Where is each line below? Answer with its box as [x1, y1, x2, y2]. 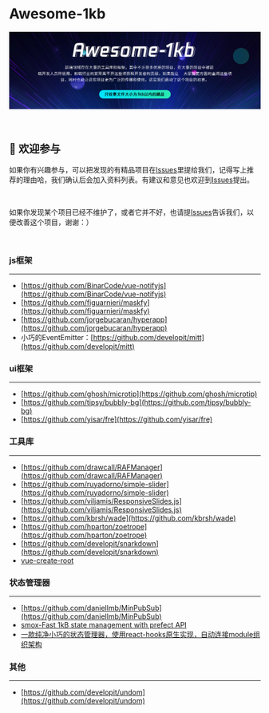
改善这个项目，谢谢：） [15, 217, 93, 227]
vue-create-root [20, 556, 74, 565]
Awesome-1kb [9, 5, 106, 23]
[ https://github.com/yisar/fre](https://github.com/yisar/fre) [20, 414, 213, 424]
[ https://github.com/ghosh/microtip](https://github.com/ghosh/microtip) [20, 389, 258, 399]
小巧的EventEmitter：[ [20, 333, 94, 343]
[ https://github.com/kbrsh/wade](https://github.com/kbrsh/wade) [20, 513, 236, 523]
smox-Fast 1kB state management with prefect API [20, 620, 187, 629]
